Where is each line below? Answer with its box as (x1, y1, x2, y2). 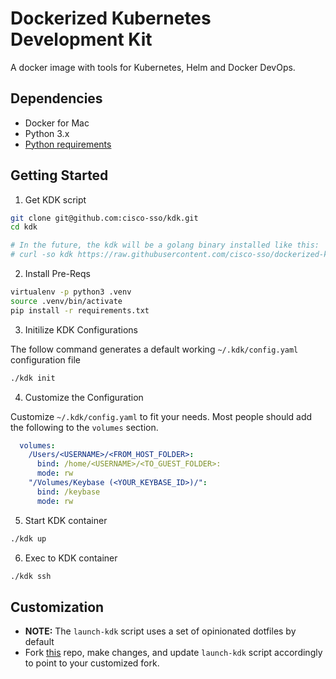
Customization (10, 598, 105, 616)
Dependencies (10, 90, 103, 107)
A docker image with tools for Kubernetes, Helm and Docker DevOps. (10, 61, 296, 73)
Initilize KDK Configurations (24, 323, 138, 336)
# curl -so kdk (10, 250, 74, 260)
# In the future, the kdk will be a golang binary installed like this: (10, 240, 320, 251)
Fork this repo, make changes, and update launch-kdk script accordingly (24, 647, 323, 659)
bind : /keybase (36, 487, 101, 497)
